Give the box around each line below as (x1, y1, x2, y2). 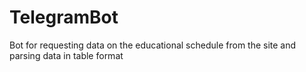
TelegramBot (9, 6, 119, 29)
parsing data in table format (9, 49, 124, 61)
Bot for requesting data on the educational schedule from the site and (9, 39, 297, 51)
